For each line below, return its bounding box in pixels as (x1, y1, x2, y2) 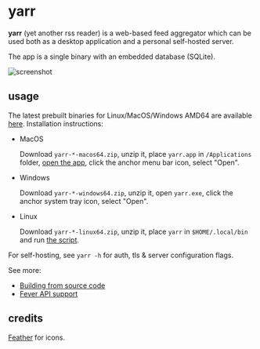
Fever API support (19, 289, 78, 298)
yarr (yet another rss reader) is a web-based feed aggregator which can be (8, 28, 252, 38)
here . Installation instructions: (8, 118, 103, 128)
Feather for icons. (8, 333, 65, 342)
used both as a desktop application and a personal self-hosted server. (8, 36, 234, 45)
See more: (8, 265, 42, 274)
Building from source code (19, 281, 106, 290)
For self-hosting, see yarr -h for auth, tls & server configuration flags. (8, 250, 233, 260)
